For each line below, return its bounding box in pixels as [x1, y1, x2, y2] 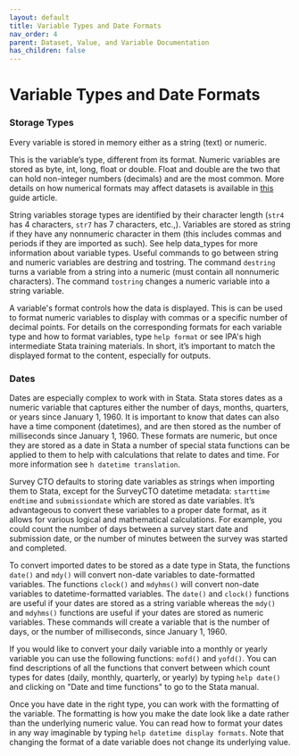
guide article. [9, 192, 58, 203]
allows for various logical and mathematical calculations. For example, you [9, 514, 283, 525]
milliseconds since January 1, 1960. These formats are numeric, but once [9, 430, 278, 441]
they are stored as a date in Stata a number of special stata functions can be [9, 439, 290, 451]
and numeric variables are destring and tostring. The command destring [9, 256, 276, 268]
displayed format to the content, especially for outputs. [9, 350, 212, 361]
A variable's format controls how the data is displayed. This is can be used [9, 303, 283, 313]
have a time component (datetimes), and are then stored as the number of [9, 420, 281, 431]
